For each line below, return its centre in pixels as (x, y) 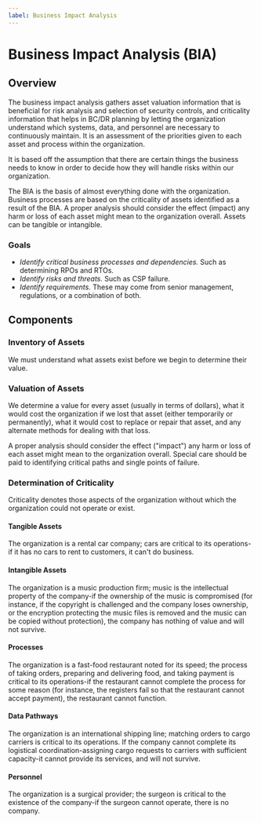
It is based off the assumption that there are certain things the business (123, 159)
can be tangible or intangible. (55, 224)
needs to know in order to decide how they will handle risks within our (121, 167)
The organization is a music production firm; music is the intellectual (118, 587)
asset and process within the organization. (76, 144)
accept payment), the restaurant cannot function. (87, 698)
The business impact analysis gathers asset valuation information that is (125, 102)
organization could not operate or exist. (72, 509)
